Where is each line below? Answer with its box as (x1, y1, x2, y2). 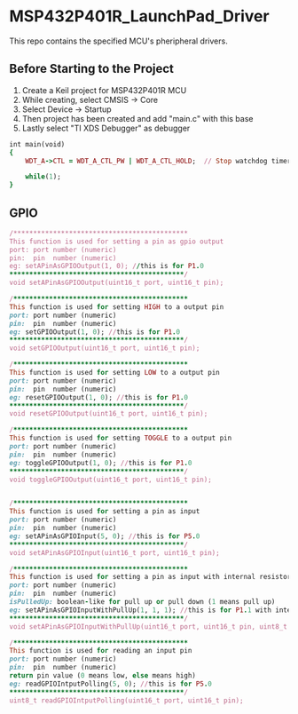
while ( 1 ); (25, 172, 62, 181)
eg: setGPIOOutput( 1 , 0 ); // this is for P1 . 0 (9, 327, 180, 337)
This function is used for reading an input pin (9, 647, 192, 655)
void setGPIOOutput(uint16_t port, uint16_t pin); (9, 344, 200, 353)
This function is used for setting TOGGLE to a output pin (9, 433, 232, 443)
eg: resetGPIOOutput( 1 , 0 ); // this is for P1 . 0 (9, 393, 189, 401)
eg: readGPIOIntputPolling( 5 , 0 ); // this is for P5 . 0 (9, 679, 213, 688)
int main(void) (9, 139, 66, 148)
